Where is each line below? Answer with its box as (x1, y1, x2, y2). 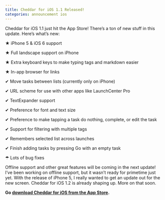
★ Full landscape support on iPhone (5, 50, 79, 56)
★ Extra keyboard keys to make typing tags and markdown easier (5, 59, 139, 65)
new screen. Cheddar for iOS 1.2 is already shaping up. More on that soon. (5, 180, 157, 186)
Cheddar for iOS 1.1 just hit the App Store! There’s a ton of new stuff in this (5, 25, 155, 31)
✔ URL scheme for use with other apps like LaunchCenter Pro (5, 88, 131, 94)
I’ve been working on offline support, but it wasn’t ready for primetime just (5, 169, 156, 175)
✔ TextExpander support (5, 97, 56, 103)
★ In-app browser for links (5, 68, 60, 74)
